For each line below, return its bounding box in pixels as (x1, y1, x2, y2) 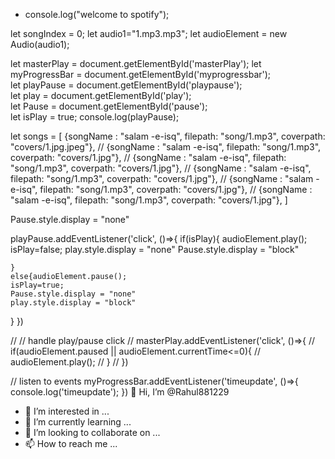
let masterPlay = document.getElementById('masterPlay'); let (10, 58, 262, 69)
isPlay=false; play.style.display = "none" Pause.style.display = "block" (10, 244, 300, 255)
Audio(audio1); (10, 39, 70, 50)
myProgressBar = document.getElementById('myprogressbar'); (10, 69, 272, 80)
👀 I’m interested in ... (24, 405, 110, 417)
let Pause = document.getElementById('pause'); (10, 100, 208, 112)
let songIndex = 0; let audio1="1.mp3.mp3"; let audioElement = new (10, 28, 288, 39)
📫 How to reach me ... (24, 438, 118, 449)
